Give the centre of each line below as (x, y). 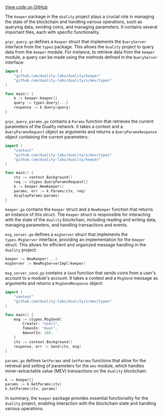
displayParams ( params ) (37, 196)
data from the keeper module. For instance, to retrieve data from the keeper (80, 52)
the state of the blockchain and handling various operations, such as (74, 22)
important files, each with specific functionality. (53, 32)
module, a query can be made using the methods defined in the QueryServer (81, 57)
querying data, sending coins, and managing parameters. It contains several (81, 27)
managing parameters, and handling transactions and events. (66, 225)
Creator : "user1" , (41, 324)
